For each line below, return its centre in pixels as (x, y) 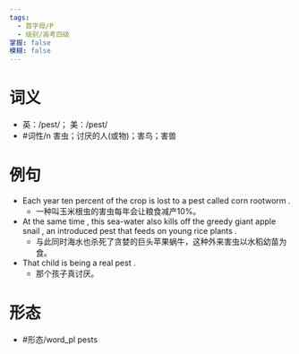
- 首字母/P (35, 26)
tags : (19, 17)
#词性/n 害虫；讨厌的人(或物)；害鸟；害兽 (99, 136)
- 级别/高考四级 (43, 34)
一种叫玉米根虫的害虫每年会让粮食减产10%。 (118, 211)
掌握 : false (30, 43)
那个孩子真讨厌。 (67, 273)
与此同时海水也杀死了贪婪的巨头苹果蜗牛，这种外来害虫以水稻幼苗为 (161, 242)
